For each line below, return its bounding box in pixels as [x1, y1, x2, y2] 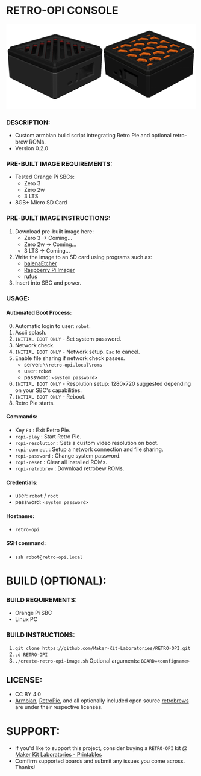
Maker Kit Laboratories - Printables [14, 751, 102, 759]
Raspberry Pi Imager [23, 266, 75, 273]
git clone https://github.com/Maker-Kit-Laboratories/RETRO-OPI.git [14, 646, 191, 652]
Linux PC [14, 616, 38, 623]
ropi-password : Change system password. [14, 452, 122, 459]
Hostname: [6, 512, 35, 519]
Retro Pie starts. [14, 399, 55, 406]
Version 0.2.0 [14, 145, 49, 152]
